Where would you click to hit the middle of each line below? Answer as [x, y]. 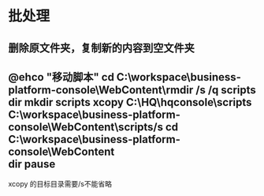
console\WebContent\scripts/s [86, 127]
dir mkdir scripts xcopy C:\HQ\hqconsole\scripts [130, 102]
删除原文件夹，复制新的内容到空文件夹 [101, 48]
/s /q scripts [226, 90]
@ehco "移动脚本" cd [61, 77]
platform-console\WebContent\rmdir [101, 90]
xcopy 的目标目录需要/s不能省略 [60, 184]
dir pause [32, 164]
